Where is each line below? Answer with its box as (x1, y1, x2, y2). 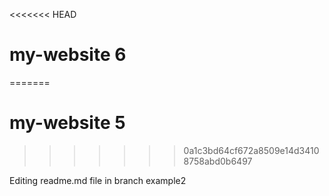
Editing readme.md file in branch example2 (9, 174, 187, 186)
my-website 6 (9, 44, 127, 66)
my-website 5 (9, 112, 126, 134)
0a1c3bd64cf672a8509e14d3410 (183, 144, 320, 156)
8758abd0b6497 (183, 155, 253, 167)
